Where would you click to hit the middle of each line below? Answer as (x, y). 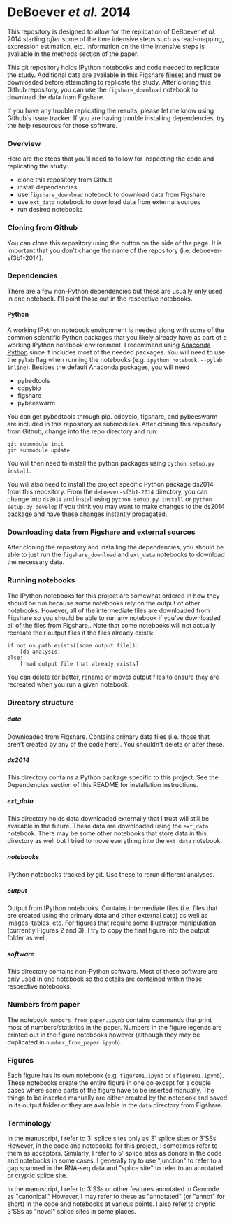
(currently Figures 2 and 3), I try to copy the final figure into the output (108, 930)
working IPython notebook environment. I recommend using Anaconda (109, 345)
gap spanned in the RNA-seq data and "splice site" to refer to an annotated (115, 1168)
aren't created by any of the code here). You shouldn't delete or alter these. (116, 744)
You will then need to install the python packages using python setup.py (111, 463)
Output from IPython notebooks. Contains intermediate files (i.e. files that (112, 908)
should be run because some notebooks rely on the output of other (104, 603)
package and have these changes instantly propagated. (87, 514)
